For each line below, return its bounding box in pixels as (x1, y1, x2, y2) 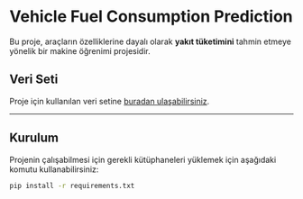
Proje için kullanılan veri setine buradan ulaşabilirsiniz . (9, 95, 210, 106)
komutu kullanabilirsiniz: (9, 164, 99, 175)
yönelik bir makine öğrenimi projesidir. (9, 45, 151, 56)
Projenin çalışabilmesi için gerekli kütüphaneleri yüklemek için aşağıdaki (9, 154, 277, 165)
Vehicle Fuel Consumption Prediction (9, 6, 293, 27)
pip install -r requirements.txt (9, 181, 135, 190)
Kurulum (9, 131, 60, 146)
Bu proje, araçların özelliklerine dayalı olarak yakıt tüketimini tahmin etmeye (9, 36, 291, 47)
